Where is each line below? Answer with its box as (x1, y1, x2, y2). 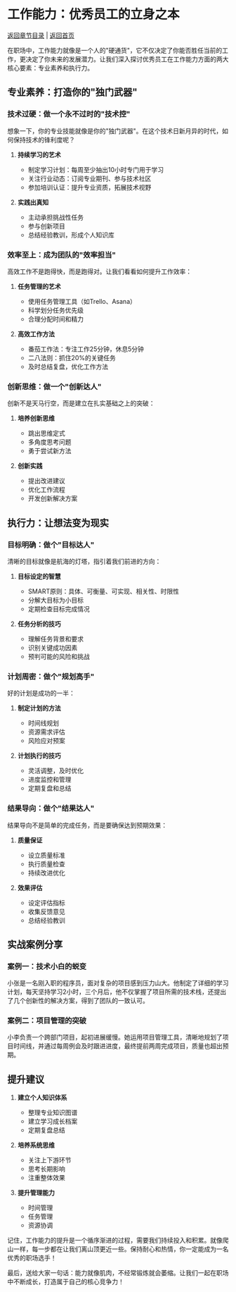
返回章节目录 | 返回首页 (7, 31, 75, 39)
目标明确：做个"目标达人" (7, 540, 95, 550)
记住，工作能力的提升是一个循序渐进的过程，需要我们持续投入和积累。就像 (7, 1236, 223, 1245)
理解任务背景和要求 (27, 634, 84, 643)
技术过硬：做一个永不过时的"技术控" (7, 109, 131, 119)
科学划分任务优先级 (27, 306, 84, 314)
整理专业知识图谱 (27, 1108, 78, 1117)
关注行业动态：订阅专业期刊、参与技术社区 (27, 174, 152, 183)
